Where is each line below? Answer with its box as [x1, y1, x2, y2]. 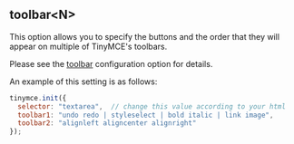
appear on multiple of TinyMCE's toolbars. [9, 41, 168, 52]
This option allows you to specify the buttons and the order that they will [9, 31, 279, 42]
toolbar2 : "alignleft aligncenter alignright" [17, 119, 197, 128]
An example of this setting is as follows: [9, 76, 158, 87]
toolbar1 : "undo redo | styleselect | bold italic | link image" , [17, 110, 274, 120]
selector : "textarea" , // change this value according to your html [17, 101, 286, 111]
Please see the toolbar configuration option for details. [9, 58, 213, 69]
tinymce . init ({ [9, 93, 67, 102]
